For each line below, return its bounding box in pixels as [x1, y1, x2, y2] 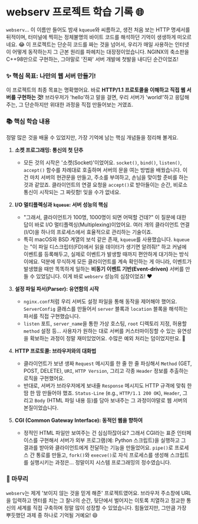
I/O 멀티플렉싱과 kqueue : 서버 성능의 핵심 [14, 201, 108, 208]
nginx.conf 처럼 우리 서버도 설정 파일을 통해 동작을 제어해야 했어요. [23, 298, 177, 305]
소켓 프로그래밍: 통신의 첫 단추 [14, 146, 84, 154]
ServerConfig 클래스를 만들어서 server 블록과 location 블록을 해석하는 [23, 305, 189, 312]
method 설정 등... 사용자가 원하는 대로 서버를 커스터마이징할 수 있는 [23, 327, 176, 334]
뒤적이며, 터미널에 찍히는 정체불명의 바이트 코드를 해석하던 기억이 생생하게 [6, 33, 176, 40]
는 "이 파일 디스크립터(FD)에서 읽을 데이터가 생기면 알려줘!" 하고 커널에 [23, 243, 187, 250]
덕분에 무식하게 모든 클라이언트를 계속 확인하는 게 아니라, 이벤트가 [41, 258, 192, 265]
